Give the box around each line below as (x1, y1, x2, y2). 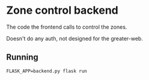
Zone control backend (6, 4, 118, 17)
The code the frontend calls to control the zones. (6, 23, 127, 30)
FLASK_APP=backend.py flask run (6, 68, 87, 74)
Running (6, 52, 39, 63)
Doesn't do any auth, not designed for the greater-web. (6, 35, 143, 42)
